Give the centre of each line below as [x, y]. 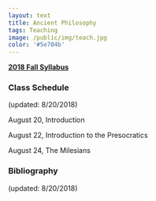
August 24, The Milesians [49, 151]
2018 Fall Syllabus [39, 67]
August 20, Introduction [46, 120]
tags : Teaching [33, 30]
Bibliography [33, 171]
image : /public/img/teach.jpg [58, 37]
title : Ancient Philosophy [52, 23]
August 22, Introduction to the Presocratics [78, 136]
